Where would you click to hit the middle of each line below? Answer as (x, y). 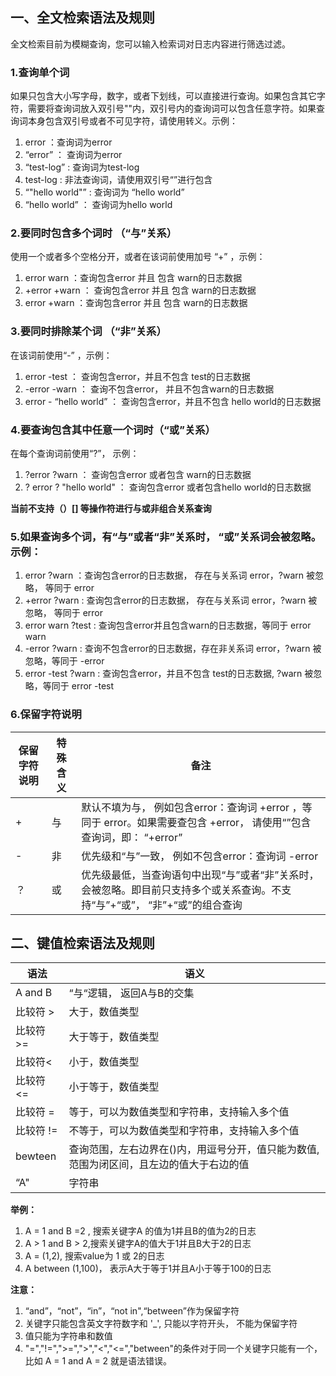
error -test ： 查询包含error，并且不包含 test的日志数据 (137, 376)
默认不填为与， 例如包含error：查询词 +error (185, 807)
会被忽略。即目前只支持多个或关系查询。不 (181, 890)
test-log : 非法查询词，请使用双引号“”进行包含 (118, 180)
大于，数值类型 (104, 1012)
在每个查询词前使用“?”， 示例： (75, 453)
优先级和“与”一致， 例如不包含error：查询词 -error (200, 856)
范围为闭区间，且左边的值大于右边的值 (159, 1165)
